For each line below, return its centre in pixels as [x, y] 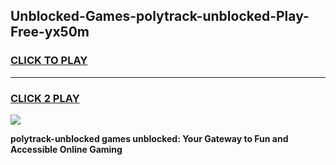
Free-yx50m [50, 32]
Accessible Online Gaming [66, 149]
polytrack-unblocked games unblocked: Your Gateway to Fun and [149, 138]
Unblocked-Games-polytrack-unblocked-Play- [160, 16]
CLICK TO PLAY [49, 61]
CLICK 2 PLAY [45, 98]
